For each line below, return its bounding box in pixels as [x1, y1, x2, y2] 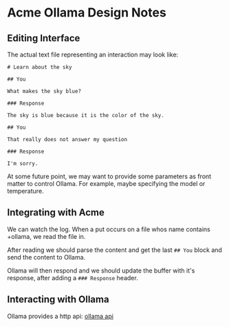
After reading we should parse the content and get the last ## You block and [7, 246, 222, 254]
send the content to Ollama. [7, 253, 86, 261]
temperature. [7, 187, 44, 195]
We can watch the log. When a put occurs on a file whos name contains [7, 225, 211, 233]
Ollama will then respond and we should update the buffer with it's [7, 266, 195, 275]
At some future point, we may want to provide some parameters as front [7, 172, 212, 180]
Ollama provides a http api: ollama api [7, 312, 113, 320]
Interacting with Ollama [7, 294, 109, 306]
